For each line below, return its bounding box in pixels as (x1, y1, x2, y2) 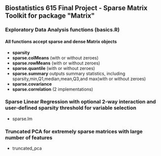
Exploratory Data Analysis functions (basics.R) (5, 27, 120, 33)
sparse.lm (12, 116, 33, 122)
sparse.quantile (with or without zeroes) (12, 65, 95, 71)
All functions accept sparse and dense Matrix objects (5, 38, 117, 44)
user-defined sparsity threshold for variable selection (5, 104, 137, 111)
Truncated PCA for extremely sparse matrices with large (5, 128, 143, 135)
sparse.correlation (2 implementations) (12, 86, 94, 92)
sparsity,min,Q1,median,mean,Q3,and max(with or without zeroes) (12, 76, 146, 82)
